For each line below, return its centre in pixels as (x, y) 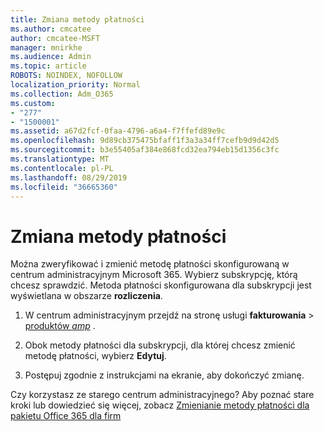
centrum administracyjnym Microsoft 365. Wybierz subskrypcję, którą (154, 275)
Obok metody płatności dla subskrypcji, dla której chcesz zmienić (160, 345)
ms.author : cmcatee (51, 29)
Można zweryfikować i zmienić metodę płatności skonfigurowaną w (150, 264)
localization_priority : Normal (75, 85)
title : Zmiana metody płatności (77, 19)
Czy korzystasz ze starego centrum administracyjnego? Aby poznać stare (162, 395)
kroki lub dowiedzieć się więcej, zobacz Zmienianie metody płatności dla (160, 405)
